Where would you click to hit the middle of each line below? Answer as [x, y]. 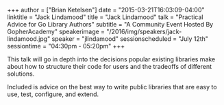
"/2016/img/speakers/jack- [144, 31]
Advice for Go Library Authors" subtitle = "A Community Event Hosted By [110, 24]
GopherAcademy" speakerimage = [56, 31]
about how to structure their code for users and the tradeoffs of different [110, 66]
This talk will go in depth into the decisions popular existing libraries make [111, 59]
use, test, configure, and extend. [53, 94]
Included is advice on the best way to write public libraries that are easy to [112, 87]
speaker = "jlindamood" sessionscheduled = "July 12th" [130, 39]
